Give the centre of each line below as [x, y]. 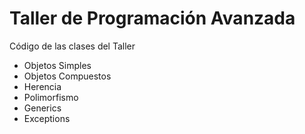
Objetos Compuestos [67, 76]
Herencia [42, 86]
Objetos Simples [57, 65]
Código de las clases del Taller [72, 46]
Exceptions [47, 118]
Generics [42, 108]
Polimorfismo [51, 97]
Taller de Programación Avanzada [152, 18]
